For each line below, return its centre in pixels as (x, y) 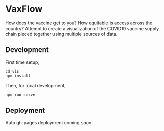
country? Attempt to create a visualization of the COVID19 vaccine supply (82, 28)
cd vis (12, 71)
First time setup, (22, 62)
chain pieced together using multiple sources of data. (61, 34)
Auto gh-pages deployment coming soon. (49, 122)
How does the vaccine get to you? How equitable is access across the (79, 23)
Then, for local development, (36, 85)
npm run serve (20, 95)
